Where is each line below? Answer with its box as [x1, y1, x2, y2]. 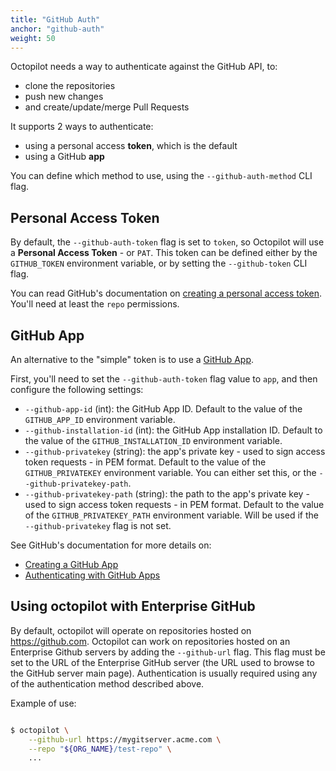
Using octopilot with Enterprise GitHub [10, 598, 256, 615]
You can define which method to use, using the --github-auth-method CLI [10, 170, 313, 182]
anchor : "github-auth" [10, 24, 105, 34]
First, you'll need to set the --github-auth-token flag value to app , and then [10, 373, 318, 385]
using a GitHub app [24, 151, 105, 163]
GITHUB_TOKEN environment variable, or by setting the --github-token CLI [10, 257, 308, 270]
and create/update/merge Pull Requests [24, 101, 190, 113]
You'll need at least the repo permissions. [10, 298, 180, 310]
